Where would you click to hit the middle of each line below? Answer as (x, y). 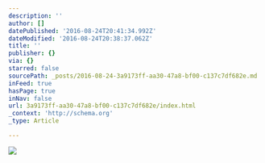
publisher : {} (32, 53)
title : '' (25, 46)
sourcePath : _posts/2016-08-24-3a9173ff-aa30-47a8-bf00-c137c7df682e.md (133, 76)
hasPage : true (32, 91)
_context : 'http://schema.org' (61, 114)
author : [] (27, 23)
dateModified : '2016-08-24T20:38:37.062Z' (81, 38)
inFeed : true (30, 83)
